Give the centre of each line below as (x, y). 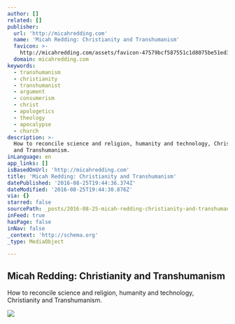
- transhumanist (37, 85)
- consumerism (34, 99)
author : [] (23, 14)
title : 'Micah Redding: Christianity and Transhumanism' (92, 176)
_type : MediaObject (36, 241)
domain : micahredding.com (51, 59)
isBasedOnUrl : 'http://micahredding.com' (69, 170)
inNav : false (26, 228)
